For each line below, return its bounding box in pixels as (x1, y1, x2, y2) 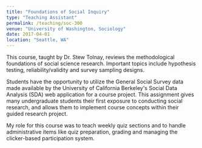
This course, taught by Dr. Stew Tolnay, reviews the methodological (6, 54, 175, 60)
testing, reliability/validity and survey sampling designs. (6, 66, 144, 73)
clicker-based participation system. (6, 135, 95, 142)
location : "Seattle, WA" (6, 37, 69, 43)
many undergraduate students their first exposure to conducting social (6, 97, 183, 105)
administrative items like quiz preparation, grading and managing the (6, 128, 178, 135)
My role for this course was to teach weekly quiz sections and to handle (6, 122, 186, 129)
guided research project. (6, 110, 68, 117)
